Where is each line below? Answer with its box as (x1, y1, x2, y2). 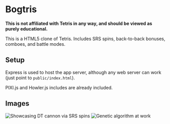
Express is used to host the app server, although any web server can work (5, 69, 162, 75)
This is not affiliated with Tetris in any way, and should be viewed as (5, 20, 152, 26)
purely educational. (5, 25, 48, 32)
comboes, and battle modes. (5, 41, 65, 47)
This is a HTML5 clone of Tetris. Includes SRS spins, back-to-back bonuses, (5, 36, 165, 42)
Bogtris (5, 4, 37, 15)
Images (5, 99, 30, 108)
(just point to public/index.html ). (5, 75, 75, 81)
